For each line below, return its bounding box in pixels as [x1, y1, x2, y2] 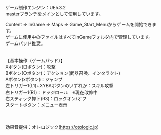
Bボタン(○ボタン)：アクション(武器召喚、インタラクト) [5, 70, 120, 76]
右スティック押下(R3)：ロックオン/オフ [5, 96, 87, 101]
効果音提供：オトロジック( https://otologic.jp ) [5, 124, 99, 130]
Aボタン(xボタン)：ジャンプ [5, 76, 63, 82]
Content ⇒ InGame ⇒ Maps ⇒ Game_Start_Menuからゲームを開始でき [5, 22, 152, 27]
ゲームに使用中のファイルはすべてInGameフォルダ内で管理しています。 [5, 34, 153, 40]
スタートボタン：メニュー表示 [5, 102, 67, 108]
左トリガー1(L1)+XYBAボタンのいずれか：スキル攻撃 [5, 83, 114, 88]
